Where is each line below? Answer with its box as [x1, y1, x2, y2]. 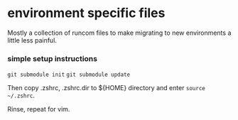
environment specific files [7, 5, 166, 21]
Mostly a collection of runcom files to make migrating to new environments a [7, 28, 232, 37]
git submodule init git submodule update [7, 71, 130, 79]
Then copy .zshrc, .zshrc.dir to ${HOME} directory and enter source [7, 84, 206, 92]
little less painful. [7, 36, 57, 44]
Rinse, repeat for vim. [7, 105, 70, 114]
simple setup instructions [7, 53, 98, 63]
